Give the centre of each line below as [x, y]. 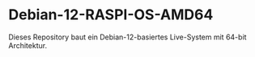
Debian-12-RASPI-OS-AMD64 [111, 15]
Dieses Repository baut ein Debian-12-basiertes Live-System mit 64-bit [127, 37]
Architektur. [28, 45]
